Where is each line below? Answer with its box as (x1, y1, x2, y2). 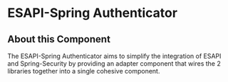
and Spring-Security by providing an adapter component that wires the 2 (7, 59, 221, 68)
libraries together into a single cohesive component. (7, 67, 160, 75)
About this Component (7, 33, 110, 45)
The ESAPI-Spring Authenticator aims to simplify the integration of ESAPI (7, 52, 222, 60)
